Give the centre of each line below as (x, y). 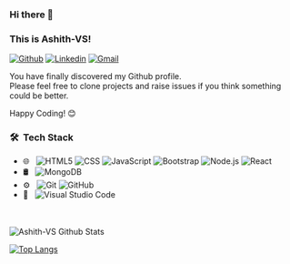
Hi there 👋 (32, 15)
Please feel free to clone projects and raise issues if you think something (145, 86)
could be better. (39, 96)
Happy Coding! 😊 (43, 114)
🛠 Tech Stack (42, 137)
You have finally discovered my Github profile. (95, 76)
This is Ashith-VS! (50, 38)
